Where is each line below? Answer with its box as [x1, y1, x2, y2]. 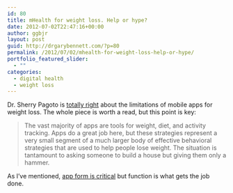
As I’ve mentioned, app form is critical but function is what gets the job [7, 172, 210, 180]
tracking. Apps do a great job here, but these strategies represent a [24, 129, 218, 137]
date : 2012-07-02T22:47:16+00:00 [7, 23, 104, 30]
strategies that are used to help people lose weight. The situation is [24, 144, 217, 152]
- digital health [13, 75, 64, 82]
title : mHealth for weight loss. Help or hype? [7, 17, 148, 24]
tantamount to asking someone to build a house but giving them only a [24, 151, 227, 160]
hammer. [24, 158, 50, 167]
